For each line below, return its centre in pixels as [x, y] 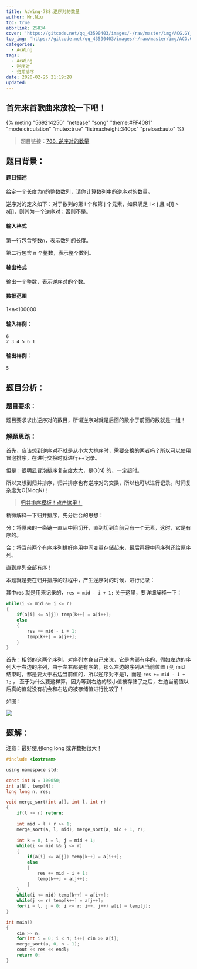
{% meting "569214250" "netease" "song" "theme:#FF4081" [79, 122]
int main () [19, 922]
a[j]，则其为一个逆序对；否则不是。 [49, 211]
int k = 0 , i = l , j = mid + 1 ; [56, 840]
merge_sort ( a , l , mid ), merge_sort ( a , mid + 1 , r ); [81, 829]
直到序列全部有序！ [29, 568]
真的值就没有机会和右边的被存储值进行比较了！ [67, 689]
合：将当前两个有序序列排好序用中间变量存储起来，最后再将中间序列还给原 [96, 547]
